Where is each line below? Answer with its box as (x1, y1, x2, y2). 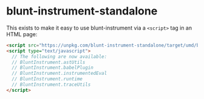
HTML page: (6, 30, 38, 37)
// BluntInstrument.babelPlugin (12, 65, 94, 71)
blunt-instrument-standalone (6, 4, 158, 18)
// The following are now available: (12, 53, 107, 60)
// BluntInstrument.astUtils (12, 59, 86, 65)
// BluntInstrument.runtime (12, 76, 83, 82)
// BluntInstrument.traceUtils (12, 81, 91, 88)
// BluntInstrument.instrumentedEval (12, 71, 107, 77)
